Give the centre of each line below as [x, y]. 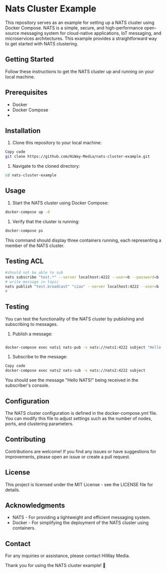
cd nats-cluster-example [31, 175]
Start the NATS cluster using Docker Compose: [60, 203]
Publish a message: [32, 334]
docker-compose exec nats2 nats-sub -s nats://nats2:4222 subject [75, 371]
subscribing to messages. [32, 324]
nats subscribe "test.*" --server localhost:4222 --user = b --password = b [82, 278]
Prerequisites [26, 93]
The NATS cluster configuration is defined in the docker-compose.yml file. [81, 413]
